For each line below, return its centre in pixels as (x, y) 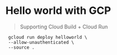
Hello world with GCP (58, 11)
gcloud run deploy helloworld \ (48, 37)
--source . (21, 47)
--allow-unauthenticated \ (41, 42)
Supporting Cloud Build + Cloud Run (64, 27)
